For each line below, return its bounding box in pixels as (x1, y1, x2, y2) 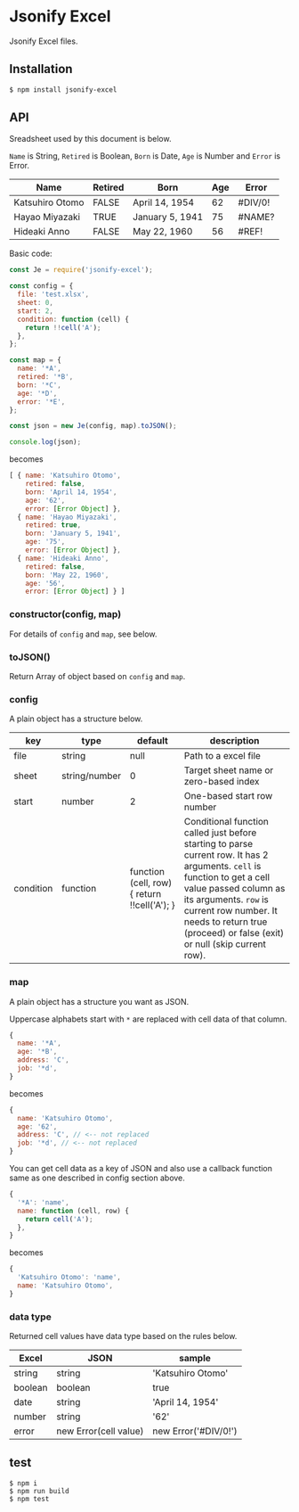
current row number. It (183, 905, 279, 917)
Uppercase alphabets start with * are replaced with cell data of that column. (9, 1014, 287, 1024)
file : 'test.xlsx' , (17, 290, 90, 300)
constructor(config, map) (9, 608, 122, 620)
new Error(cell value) (56, 1425, 144, 1437)
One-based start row (183, 790, 273, 802)
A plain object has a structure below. (9, 713, 143, 724)
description (209, 735, 260, 747)
